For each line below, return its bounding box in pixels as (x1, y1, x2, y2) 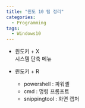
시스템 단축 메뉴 (14, 55, 52, 62)
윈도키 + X (14, 48, 40, 55)
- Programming (11, 20, 46, 26)
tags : (6, 25, 20, 31)
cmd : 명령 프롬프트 (23, 88, 70, 95)
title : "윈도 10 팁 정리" (6, 8, 64, 15)
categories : (6, 14, 36, 20)
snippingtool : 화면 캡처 (23, 96, 80, 103)
